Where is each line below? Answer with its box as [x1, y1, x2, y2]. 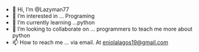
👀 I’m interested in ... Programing [12, 12, 95, 20]
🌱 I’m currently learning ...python [12, 19, 95, 26]
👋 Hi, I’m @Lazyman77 [12, 6, 69, 13]
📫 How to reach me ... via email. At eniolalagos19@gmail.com [12, 39, 168, 46]
